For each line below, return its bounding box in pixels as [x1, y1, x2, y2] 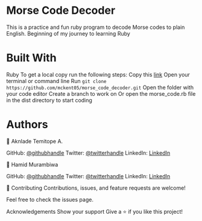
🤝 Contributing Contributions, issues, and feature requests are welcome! [6, 184, 186, 191]
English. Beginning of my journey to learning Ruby [6, 30, 131, 37]
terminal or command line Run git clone [6, 77, 107, 84]
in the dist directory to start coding [6, 96, 92, 104]
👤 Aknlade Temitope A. [6, 137, 63, 145]
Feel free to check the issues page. [6, 196, 93, 203]
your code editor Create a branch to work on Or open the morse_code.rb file [6, 90, 196, 97]
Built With [6, 51, 57, 65]
